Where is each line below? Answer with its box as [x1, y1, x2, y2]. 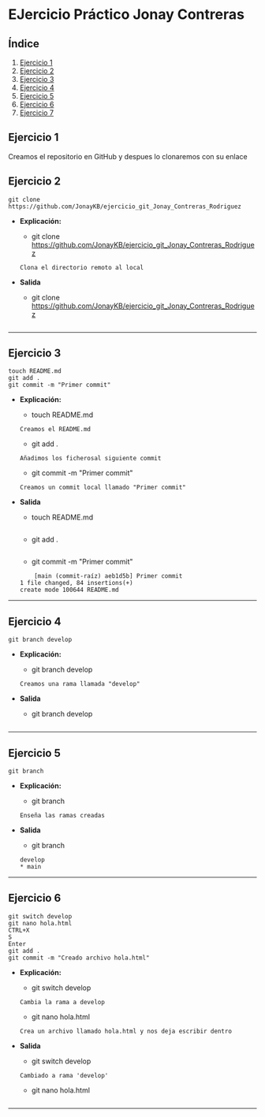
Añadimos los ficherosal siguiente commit [19, 455, 162, 463]
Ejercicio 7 [19, 108, 54, 117]
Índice [8, 37, 39, 50]
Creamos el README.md [19, 426, 91, 434]
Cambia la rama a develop [19, 998, 105, 1006]
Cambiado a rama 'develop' [19, 1071, 109, 1079]
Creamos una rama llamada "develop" [19, 680, 140, 688]
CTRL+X [8, 926, 30, 934]
